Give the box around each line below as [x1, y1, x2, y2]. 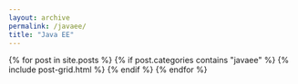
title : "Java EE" [8, 30, 75, 39]
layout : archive [8, 13, 70, 23]
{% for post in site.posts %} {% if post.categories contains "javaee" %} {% [8, 55, 290, 66]
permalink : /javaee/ [8, 22, 87, 31]
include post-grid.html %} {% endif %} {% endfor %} [8, 64, 208, 75]
